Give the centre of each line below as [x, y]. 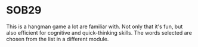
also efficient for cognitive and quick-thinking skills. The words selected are [99, 32]
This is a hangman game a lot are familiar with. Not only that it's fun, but [95, 26]
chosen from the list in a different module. [58, 39]
